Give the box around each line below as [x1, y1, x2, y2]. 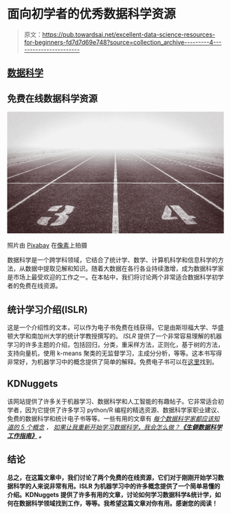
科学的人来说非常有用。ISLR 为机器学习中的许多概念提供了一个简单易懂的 [12, 482, 221, 490]
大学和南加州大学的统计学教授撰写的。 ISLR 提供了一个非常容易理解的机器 [12, 332, 222, 340]
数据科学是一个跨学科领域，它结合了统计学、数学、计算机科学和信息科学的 [7, 256, 218, 264]
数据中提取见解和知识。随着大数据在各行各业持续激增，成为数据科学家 [25, 264, 224, 272]
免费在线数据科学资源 [7, 92, 98, 104]
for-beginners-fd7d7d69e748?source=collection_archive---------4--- [23, 38, 222, 46]
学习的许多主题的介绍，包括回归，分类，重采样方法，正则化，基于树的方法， [7, 340, 224, 348]
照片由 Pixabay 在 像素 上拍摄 [7, 242, 87, 250]
